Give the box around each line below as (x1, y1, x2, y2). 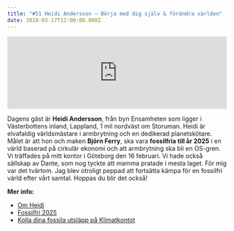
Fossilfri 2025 (17, 208, 57, 216)
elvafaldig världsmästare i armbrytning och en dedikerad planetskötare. (7, 129, 212, 137)
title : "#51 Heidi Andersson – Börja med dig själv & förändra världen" (7, 10, 223, 17)
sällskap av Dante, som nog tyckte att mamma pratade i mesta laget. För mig (7, 158, 227, 167)
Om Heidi (17, 200, 45, 209)
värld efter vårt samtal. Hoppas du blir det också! (7, 174, 148, 182)
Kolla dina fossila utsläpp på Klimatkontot (17, 216, 136, 224)
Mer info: (7, 187, 35, 195)
